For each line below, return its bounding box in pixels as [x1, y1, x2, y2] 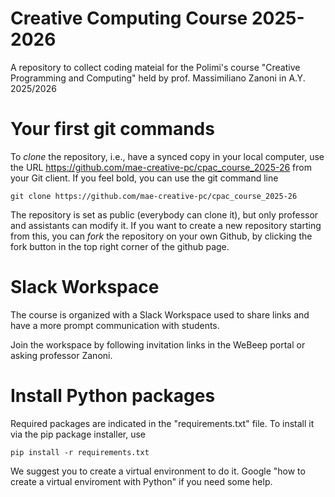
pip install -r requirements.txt [10, 447, 150, 457]
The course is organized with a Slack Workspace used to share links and [10, 308, 310, 321]
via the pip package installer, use [10, 428, 146, 440]
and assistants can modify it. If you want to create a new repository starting [10, 219, 322, 231]
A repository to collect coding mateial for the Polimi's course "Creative [10, 61, 301, 73]
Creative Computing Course [10, 7, 248, 30]
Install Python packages [10, 385, 216, 407]
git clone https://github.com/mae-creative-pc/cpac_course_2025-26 [10, 191, 298, 201]
